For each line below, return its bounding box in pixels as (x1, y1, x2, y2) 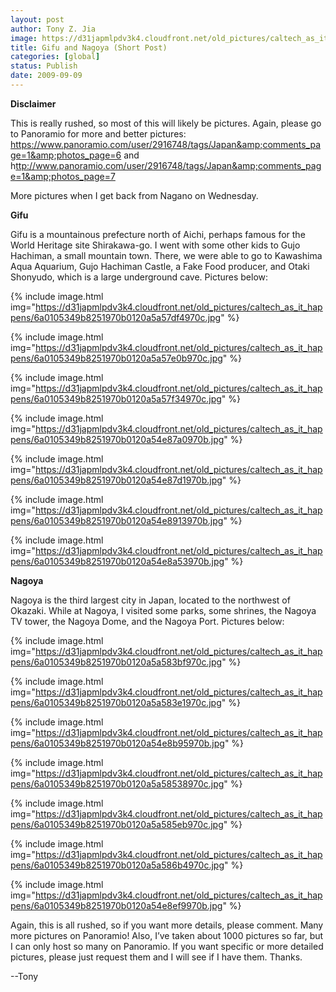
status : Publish (10, 61, 78, 71)
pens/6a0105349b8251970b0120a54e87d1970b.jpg (10, 474, 223, 486)
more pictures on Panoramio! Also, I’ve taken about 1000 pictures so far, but (10, 929, 324, 941)
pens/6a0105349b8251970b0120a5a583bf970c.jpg (10, 656, 223, 668)
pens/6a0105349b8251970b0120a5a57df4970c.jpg (10, 311, 222, 323)
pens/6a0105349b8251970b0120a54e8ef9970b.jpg (10, 899, 223, 911)
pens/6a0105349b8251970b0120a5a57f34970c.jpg (10, 392, 222, 405)
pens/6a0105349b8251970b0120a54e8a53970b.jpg (10, 555, 225, 567)
